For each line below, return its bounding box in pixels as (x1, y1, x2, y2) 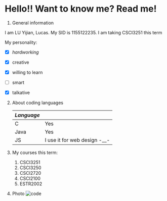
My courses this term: (12, 149, 58, 156)
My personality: (5, 39, 37, 45)
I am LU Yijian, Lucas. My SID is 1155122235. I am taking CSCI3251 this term (5, 29, 162, 35)
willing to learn (12, 69, 43, 76)
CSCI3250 (19, 165, 41, 171)
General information (12, 20, 54, 26)
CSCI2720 (19, 170, 41, 176)
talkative (12, 89, 30, 96)
